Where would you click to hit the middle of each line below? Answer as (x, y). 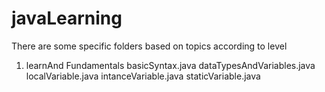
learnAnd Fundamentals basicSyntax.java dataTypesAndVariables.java (170, 65)
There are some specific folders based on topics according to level (149, 46)
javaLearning (67, 18)
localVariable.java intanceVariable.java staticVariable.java (143, 76)
